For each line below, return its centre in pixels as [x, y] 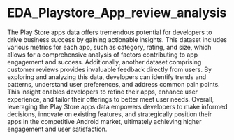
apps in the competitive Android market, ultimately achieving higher [104, 121]
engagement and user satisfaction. [57, 129]
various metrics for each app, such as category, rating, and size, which [109, 47]
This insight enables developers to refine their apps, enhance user [102, 92]
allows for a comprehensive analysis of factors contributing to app [102, 55]
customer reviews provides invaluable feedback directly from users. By [109, 69]
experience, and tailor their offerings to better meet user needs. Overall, [111, 99]
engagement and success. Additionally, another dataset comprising [104, 62]
